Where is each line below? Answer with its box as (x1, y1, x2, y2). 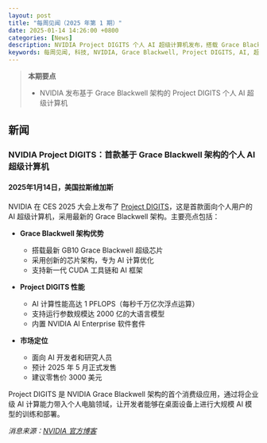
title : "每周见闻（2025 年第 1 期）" (8, 19, 122, 27)
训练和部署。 (21, 409, 64, 418)
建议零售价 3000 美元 (31, 372, 103, 382)
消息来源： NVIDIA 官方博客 (8, 426, 97, 435)
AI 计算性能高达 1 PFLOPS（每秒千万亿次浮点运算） (31, 299, 199, 308)
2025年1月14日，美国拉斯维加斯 (8, 182, 114, 191)
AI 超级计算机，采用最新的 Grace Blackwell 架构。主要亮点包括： (8, 211, 220, 221)
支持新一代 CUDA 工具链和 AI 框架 (31, 265, 143, 275)
